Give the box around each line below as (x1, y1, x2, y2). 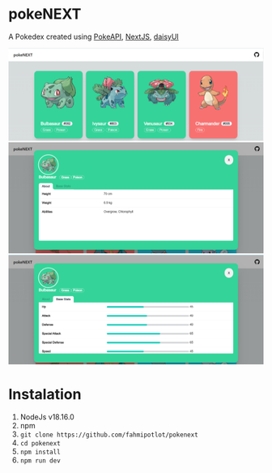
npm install (19, 448, 61, 456)
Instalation (8, 385, 82, 403)
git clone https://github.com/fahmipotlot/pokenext (19, 431, 198, 439)
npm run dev (19, 456, 61, 465)
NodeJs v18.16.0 (19, 411, 74, 422)
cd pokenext (19, 439, 61, 447)
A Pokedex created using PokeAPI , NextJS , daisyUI (8, 32, 180, 41)
